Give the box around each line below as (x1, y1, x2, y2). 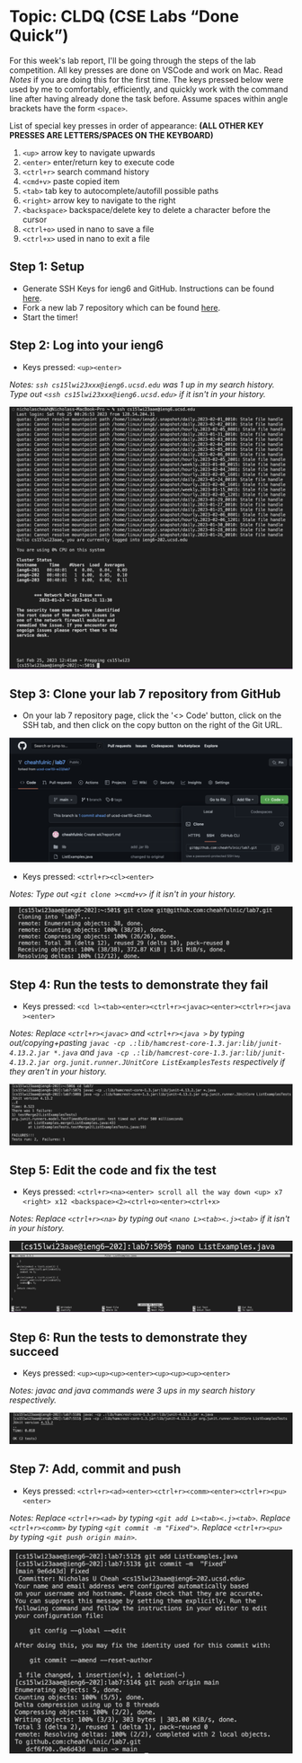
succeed (9, 1343, 59, 1359)
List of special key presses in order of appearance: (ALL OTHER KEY (9, 120, 264, 131)
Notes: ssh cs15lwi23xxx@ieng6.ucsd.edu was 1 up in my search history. (9, 379, 275, 390)
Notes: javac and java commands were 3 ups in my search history (9, 1386, 255, 1396)
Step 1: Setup (9, 259, 85, 275)
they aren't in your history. (9, 1067, 107, 1077)
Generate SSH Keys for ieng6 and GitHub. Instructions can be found (22, 283, 275, 294)
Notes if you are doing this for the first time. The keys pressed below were (9, 74, 285, 84)
